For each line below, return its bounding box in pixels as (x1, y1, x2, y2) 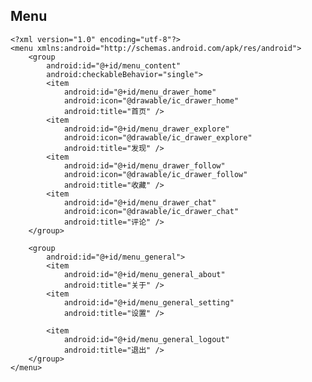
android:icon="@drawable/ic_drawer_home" (63, 95, 240, 106)
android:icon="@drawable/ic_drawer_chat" (63, 206, 240, 216)
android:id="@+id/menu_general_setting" (63, 297, 235, 308)
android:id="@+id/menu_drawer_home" (63, 87, 217, 97)
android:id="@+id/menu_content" (46, 60, 182, 71)
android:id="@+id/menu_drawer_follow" (63, 160, 226, 171)
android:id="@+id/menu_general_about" (63, 269, 226, 279)
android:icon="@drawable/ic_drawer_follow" (63, 169, 248, 179)
